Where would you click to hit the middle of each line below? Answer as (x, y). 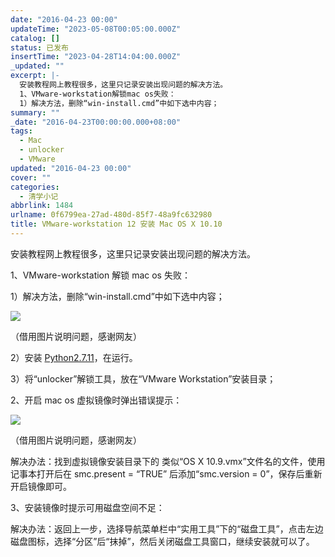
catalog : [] (35, 38)
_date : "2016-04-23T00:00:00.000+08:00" (96, 122)
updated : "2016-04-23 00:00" (71, 168)
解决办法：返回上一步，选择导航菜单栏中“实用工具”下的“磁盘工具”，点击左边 (167, 528)
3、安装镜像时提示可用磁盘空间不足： (87, 507)
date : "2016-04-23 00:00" (64, 19)
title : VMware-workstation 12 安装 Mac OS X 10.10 (116, 224)
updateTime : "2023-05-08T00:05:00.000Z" (96, 29)
